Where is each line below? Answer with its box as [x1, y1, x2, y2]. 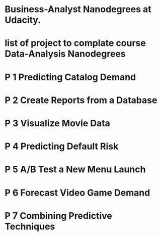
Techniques [5, 221, 55, 232]
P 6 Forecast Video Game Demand [5, 187, 150, 198]
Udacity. [5, 14, 41, 26]
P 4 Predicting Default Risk [5, 140, 119, 152]
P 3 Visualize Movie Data [5, 117, 110, 129]
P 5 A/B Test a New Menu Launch [5, 164, 146, 175]
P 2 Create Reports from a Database [5, 94, 157, 106]
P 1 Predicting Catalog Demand [5, 71, 136, 83]
